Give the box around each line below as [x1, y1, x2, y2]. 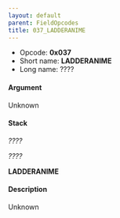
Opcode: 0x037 [19, 48, 72, 58]
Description [8, 185, 48, 194]
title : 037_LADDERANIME [8, 26, 86, 34]
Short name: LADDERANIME [19, 56, 112, 66]
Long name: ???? [19, 65, 75, 74]
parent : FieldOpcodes [8, 19, 79, 27]
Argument [8, 82, 42, 92]
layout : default [8, 11, 61, 20]
